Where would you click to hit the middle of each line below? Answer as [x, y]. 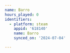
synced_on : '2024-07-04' [40, 38]
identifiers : [18, 19]
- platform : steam [29, 24]
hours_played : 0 [22, 15]
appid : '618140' [31, 29]
